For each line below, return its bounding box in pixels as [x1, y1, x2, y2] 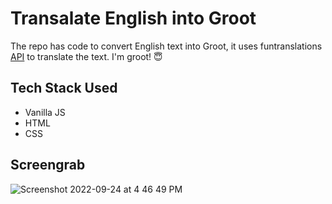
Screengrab [10, 157, 86, 174]
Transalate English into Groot [10, 7, 257, 30]
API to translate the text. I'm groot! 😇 [10, 50, 163, 62]
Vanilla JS [24, 106, 66, 118]
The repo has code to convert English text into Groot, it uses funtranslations [10, 40, 323, 52]
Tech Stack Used [10, 80, 118, 97]
